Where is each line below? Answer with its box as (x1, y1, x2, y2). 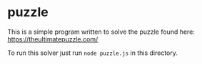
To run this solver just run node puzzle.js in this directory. (7, 49, 178, 57)
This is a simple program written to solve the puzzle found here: (7, 27, 195, 36)
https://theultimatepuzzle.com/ (7, 34, 99, 43)
